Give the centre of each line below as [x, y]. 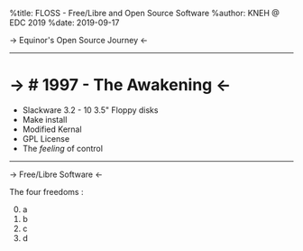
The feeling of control [63, 148]
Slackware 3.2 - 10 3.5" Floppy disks [90, 110]
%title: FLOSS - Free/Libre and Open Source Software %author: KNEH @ [144, 13]
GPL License [46, 138]
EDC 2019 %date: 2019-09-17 [64, 23]
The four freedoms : [46, 191]
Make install [45, 119]
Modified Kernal [52, 129]
